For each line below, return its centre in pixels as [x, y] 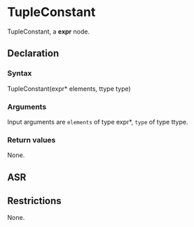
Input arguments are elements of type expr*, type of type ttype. [98, 122]
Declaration [33, 53]
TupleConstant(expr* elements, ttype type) [69, 89]
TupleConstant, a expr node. [48, 31]
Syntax [20, 73]
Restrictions [34, 201]
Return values [32, 140]
